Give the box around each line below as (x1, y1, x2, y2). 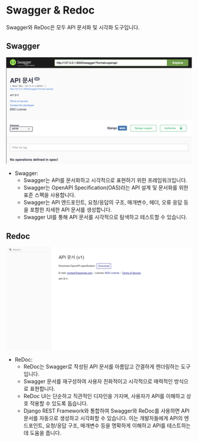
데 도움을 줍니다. (23, 429, 62, 436)
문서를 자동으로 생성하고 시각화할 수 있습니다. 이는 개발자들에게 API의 (23, 414, 183, 421)
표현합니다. (29, 385, 55, 392)
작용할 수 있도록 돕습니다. (29, 400, 88, 407)
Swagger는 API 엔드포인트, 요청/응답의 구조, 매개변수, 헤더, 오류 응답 (23, 199, 183, 206)
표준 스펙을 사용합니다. (23, 192, 76, 199)
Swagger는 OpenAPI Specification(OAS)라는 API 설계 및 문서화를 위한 (23, 184, 189, 192)
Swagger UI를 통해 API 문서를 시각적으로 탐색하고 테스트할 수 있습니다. (23, 213, 187, 221)
